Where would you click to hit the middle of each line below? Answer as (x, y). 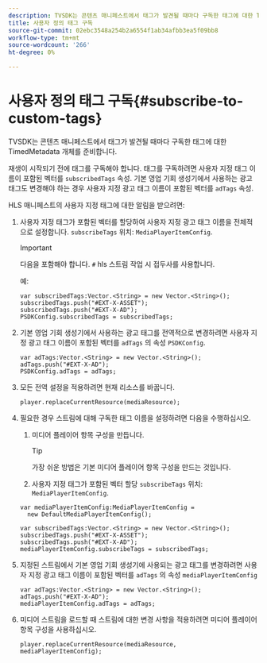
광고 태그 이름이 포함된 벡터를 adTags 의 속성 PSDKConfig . (117, 342)
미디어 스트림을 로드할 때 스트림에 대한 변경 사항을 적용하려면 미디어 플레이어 (139, 619)
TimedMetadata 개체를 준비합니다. (63, 151)
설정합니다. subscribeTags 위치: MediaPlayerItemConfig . (124, 232)
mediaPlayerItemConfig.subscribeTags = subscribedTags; (114, 549)
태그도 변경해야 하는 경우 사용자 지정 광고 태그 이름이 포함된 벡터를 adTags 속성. (131, 188)
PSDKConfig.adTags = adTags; (68, 371)
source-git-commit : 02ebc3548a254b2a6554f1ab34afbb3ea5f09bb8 (113, 30)
